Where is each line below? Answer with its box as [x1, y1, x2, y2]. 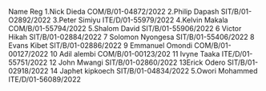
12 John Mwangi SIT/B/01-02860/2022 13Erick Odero [49, 57, 226, 67]
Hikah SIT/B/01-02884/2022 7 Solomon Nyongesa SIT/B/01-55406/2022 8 [8, 32, 255, 42]
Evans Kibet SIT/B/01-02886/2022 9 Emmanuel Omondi [8, 41, 193, 50]
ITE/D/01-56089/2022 [8, 75, 82, 84]
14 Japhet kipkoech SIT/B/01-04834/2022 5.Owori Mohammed [50, 66, 258, 75]
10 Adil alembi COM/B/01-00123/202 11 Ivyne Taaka [50, 49, 220, 58]
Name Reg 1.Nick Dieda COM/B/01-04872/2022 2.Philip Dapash [8, 7, 220, 16]
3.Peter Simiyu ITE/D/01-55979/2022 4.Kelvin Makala [52, 15, 228, 25]
